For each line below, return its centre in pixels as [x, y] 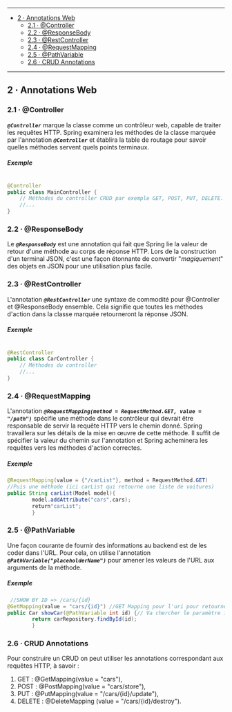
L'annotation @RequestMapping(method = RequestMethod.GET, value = [104, 411]
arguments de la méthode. [45, 567]
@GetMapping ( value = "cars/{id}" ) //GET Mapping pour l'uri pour [103, 606]
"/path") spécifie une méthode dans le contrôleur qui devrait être [100, 419]
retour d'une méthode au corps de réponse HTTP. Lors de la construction [112, 252]
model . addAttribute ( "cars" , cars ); [81, 500]
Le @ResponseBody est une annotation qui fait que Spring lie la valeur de [108, 244]
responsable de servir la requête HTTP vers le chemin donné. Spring [105, 426]
